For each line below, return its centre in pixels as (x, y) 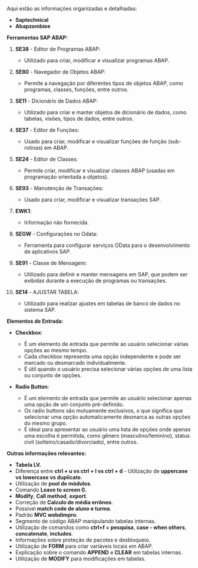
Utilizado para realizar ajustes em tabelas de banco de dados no (102, 303)
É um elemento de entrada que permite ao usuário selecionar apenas (108, 398)
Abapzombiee (33, 26)
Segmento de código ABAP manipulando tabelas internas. (85, 521)
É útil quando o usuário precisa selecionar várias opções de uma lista (108, 369)
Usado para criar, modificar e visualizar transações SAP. (92, 199)
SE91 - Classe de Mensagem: (51, 263)
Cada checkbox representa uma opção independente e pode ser (103, 356)
